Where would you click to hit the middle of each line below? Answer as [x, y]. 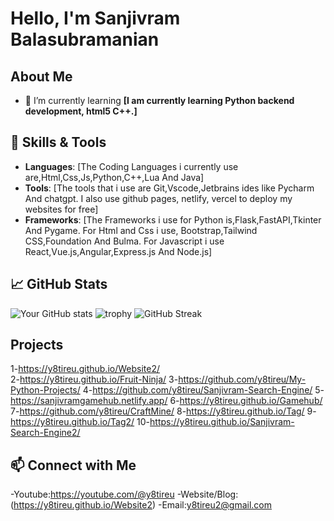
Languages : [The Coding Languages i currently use [131, 166]
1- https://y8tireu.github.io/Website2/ [85, 369]
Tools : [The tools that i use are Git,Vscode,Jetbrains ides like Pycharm [169, 188]
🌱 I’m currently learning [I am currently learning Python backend [159, 100]
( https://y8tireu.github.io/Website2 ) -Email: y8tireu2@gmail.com [141, 505]
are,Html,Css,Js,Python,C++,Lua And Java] [114, 177]
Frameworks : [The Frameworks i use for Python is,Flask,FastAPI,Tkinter [173, 219]
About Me [41, 76]
